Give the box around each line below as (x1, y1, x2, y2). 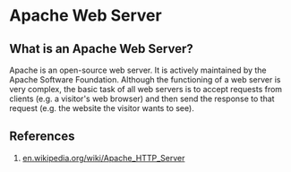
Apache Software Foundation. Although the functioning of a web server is (9, 74, 281, 85)
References (9, 129, 75, 144)
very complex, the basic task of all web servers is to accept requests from (9, 84, 283, 94)
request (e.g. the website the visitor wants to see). (9, 103, 194, 113)
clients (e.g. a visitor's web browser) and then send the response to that (9, 93, 275, 104)
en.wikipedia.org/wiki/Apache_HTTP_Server (21, 152, 185, 163)
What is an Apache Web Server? (9, 41, 194, 56)
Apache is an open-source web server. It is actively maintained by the (9, 64, 267, 75)
